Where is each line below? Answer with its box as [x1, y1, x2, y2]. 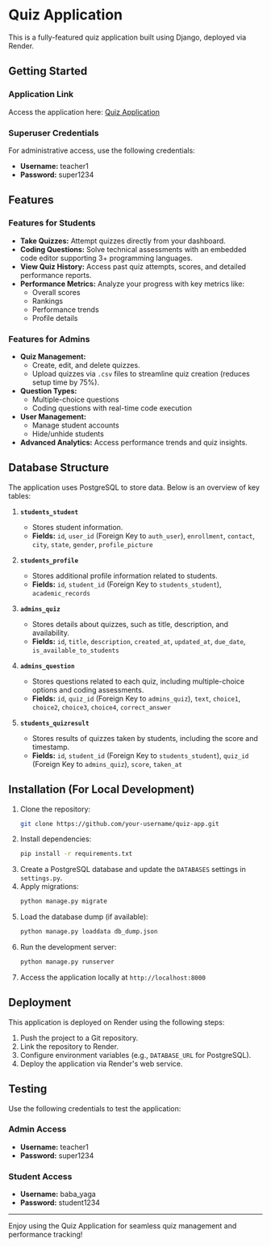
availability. [31, 628, 70, 638]
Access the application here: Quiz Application [8, 107, 160, 116]
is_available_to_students [31, 647, 119, 655]
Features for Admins [8, 333, 90, 344]
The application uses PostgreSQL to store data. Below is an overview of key [8, 482, 261, 492]
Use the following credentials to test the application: [8, 1103, 181, 1113]
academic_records [31, 589, 91, 597]
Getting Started [8, 65, 88, 78]
